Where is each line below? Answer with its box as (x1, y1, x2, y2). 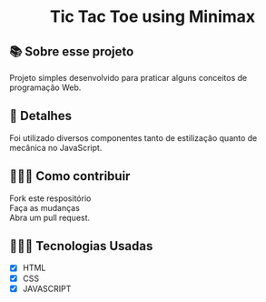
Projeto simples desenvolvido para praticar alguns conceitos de (9, 73, 248, 83)
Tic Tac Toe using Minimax (49, 6, 256, 27)
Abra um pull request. (9, 212, 91, 223)
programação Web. (9, 82, 82, 93)
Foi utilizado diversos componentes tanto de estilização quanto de (9, 132, 258, 143)
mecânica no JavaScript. (9, 142, 103, 153)
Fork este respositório (9, 193, 92, 204)
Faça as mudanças (9, 202, 80, 213)
